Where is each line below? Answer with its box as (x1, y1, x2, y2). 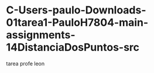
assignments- (6, 29, 76, 41)
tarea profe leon (6, 60, 45, 67)
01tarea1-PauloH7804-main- (6, 16, 149, 29)
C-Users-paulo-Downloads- (6, 4, 146, 17)
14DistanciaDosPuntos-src (6, 41, 139, 54)
